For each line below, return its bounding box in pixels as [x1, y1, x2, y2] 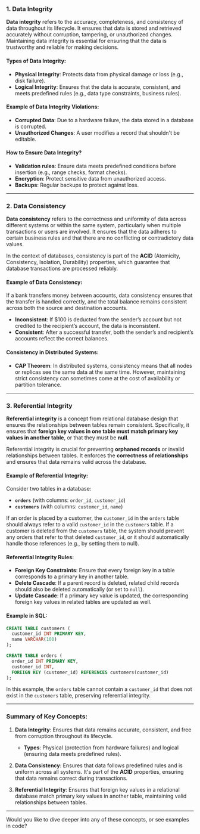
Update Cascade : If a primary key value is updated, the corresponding [14, 592, 189, 599]
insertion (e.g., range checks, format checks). [14, 169, 127, 176]
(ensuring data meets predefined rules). [23, 750, 122, 757]
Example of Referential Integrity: [6, 472, 88, 479]
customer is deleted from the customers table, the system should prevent [6, 527, 185, 535]
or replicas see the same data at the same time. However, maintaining [14, 368, 186, 376]
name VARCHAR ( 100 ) [11, 637, 58, 643]
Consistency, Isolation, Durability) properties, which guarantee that [6, 259, 170, 266]
